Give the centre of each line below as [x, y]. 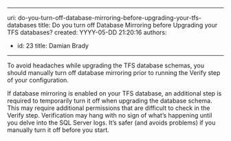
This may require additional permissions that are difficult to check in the [109, 108]
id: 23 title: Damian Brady [53, 46]
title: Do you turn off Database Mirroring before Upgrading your [128, 25]
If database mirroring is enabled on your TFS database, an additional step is [114, 93]
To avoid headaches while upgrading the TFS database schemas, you [106, 65]
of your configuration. [38, 80]
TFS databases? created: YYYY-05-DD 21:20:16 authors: [87, 32]
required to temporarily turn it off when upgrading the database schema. [110, 101]
